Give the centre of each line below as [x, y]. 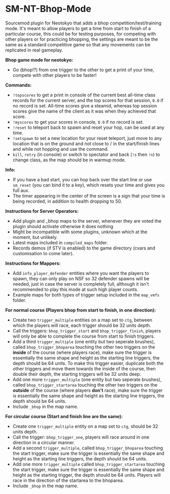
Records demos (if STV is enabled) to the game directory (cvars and [84, 248]
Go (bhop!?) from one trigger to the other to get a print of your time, [83, 70]
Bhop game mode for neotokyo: [39, 60]
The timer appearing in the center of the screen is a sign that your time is [89, 196]
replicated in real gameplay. [34, 50]
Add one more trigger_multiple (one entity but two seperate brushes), [87, 379]
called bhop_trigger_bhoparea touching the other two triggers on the [84, 347]
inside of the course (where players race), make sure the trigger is [82, 352]
